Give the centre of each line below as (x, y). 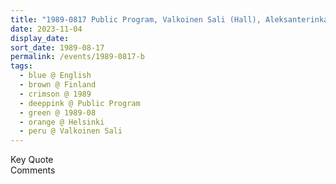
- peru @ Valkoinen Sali (71, 131)
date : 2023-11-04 (46, 29)
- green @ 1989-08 (58, 112)
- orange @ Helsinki (62, 122)
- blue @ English (55, 76)
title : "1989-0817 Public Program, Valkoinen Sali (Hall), (136, 19)
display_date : (40, 38)
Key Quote (32, 160)
